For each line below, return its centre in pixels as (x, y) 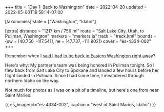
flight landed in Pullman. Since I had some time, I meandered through (74, 75)
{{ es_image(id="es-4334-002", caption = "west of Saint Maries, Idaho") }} (81, 104)
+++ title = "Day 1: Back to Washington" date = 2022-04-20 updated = (76, 7)
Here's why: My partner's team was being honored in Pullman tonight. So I (80, 65)
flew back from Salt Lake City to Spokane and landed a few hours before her (82, 70)
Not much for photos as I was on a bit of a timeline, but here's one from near (82, 90)
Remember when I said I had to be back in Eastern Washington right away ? (80, 56)
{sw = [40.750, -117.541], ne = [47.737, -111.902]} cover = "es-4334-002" (78, 41)
